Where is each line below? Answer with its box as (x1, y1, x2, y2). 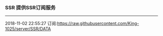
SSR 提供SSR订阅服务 (5, 4, 56, 11)
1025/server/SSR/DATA (5, 26, 51, 32)
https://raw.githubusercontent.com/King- (57, 21, 139, 26)
